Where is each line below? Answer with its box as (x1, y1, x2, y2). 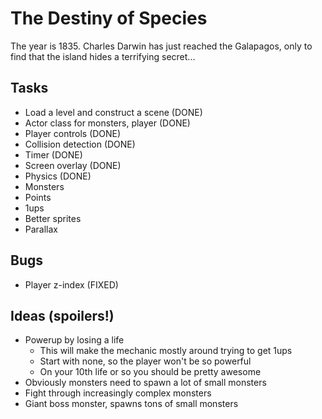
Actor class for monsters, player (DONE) (24, 117, 191, 129)
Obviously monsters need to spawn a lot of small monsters (24, 377, 267, 389)
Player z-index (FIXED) (24, 278, 119, 291)
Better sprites (24, 212, 82, 224)
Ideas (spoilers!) (10, 307, 115, 324)
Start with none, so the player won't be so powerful (39, 355, 252, 367)
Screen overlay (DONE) (24, 159, 122, 171)
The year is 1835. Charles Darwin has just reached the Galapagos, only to (10, 40, 313, 52)
